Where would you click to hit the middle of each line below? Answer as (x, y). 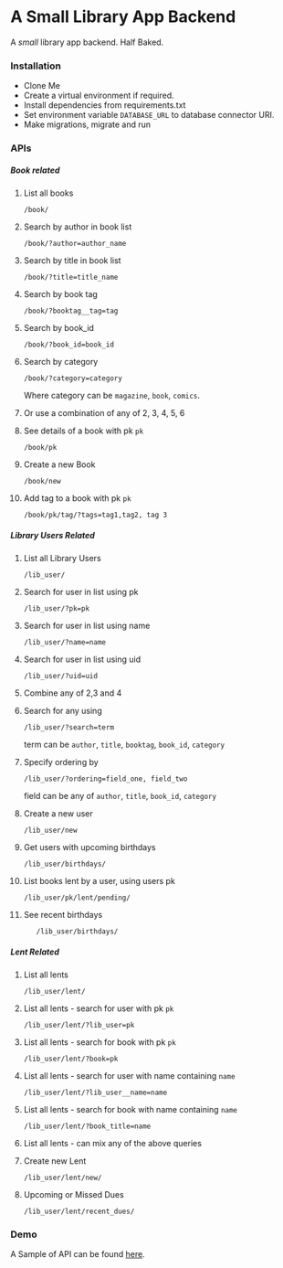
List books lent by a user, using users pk (100, 881)
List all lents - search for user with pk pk (99, 1008)
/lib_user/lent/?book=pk (71, 1059)
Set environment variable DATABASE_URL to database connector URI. (149, 115)
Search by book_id (59, 328)
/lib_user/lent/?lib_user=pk (79, 1026)
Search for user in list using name (87, 626)
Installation (36, 66)
